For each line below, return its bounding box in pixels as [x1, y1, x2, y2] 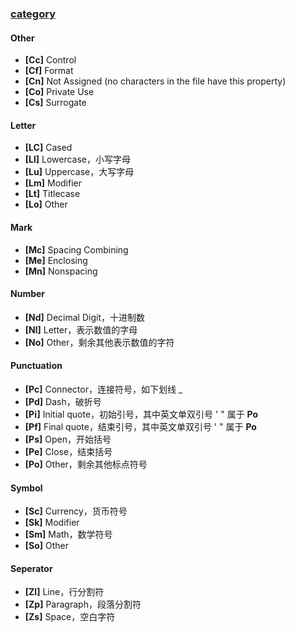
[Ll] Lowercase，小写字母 [24, 153, 132, 166]
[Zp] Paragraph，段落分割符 [24, 598, 142, 611]
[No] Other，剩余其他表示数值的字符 [24, 336, 175, 348]
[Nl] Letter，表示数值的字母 [24, 323, 138, 336]
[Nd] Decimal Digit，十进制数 [24, 311, 145, 323]
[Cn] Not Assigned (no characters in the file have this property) [24, 75, 287, 87]
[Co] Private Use [24, 86, 95, 98]
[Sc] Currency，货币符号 [24, 505, 128, 517]
